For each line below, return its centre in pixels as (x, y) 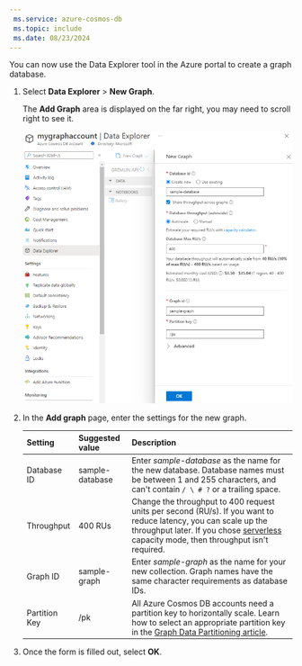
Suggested (99, 437)
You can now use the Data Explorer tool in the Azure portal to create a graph (151, 65)
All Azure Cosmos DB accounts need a (203, 603)
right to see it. (48, 119)
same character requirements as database (210, 581)
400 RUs (95, 526)
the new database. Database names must (208, 470)
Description (154, 443)
